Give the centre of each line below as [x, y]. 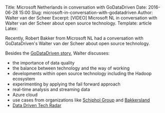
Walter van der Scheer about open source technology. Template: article [79, 23]
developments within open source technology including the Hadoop [82, 73]
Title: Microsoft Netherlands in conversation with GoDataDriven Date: [76, 7]
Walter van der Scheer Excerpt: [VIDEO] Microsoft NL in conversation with [81, 18]
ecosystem [24, 79]
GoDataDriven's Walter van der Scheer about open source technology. [78, 43]
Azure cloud [25, 95]
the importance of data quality [43, 63]
